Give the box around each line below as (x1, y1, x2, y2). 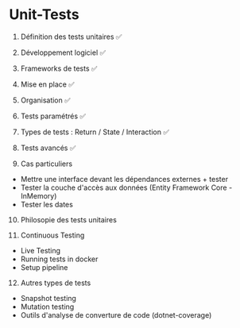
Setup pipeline (20, 262, 68, 272)
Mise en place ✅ (20, 79, 75, 89)
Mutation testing (20, 302, 75, 311)
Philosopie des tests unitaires (20, 214, 118, 224)
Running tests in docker (20, 254, 99, 264)
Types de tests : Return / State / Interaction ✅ (20, 127, 170, 137)
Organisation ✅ (20, 95, 71, 105)
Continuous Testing (20, 230, 85, 240)
